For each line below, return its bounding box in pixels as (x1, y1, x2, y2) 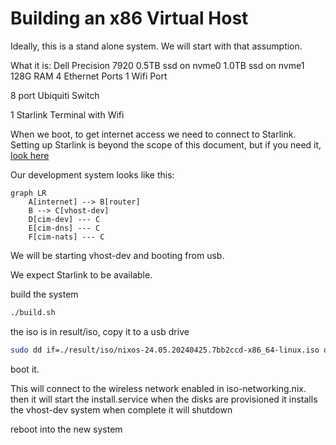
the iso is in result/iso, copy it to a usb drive (10, 325, 190, 337)
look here (10, 149, 50, 161)
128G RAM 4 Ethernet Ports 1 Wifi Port (10, 70, 168, 82)
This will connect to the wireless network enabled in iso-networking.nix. (10, 382, 307, 394)
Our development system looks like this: (10, 168, 175, 181)
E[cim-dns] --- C (28, 223, 101, 233)
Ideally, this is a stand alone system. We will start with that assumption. (10, 40, 303, 52)
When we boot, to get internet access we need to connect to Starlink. (10, 128, 297, 140)
